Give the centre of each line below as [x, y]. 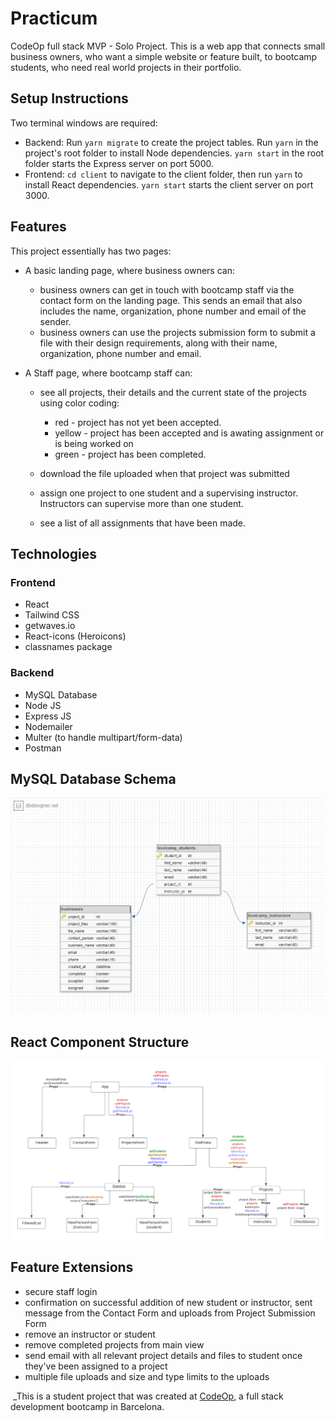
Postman [43, 748]
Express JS [48, 716]
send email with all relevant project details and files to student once [163, 1355]
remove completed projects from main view [114, 1344]
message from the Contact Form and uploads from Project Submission [170, 1313]
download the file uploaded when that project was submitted [164, 473]
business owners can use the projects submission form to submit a [177, 332]
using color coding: [79, 403]
